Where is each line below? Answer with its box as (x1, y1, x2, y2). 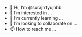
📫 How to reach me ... (9, 26, 56, 32)
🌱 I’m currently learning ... (9, 15, 63, 21)
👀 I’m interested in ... (9, 10, 52, 16)
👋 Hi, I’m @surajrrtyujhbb (9, 5, 62, 10)
